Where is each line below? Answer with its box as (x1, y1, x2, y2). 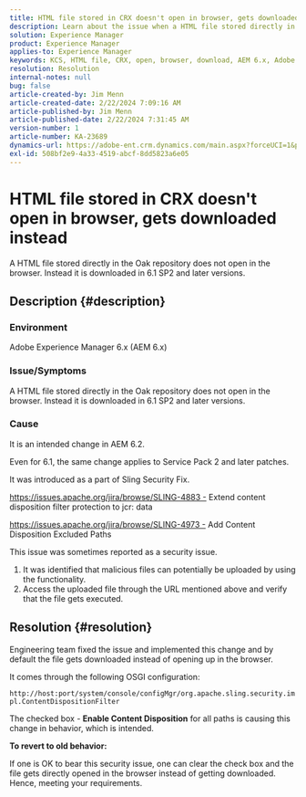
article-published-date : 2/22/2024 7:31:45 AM (9, 115, 189, 124)
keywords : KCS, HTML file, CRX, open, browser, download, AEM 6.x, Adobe (9, 56, 296, 65)
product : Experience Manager (9, 38, 120, 48)
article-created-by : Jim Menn (9, 89, 125, 99)
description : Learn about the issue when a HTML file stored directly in (9, 22, 296, 31)
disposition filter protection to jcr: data (9, 501, 153, 512)
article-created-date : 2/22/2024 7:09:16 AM (9, 98, 181, 108)
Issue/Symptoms (9, 364, 87, 377)
